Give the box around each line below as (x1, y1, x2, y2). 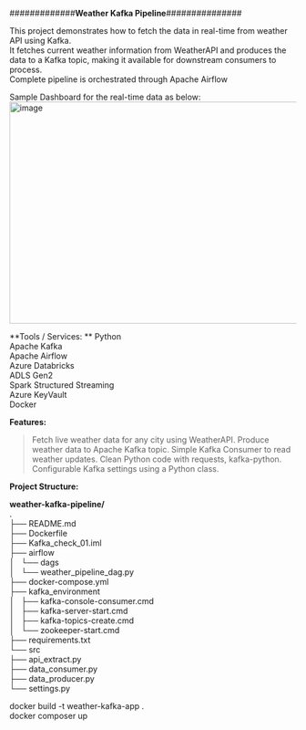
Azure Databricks (9, 360, 75, 370)
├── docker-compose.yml (9, 577, 109, 587)
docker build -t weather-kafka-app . (9, 701, 145, 711)
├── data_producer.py (9, 673, 96, 683)
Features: (9, 417, 47, 427)
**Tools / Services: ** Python (9, 331, 121, 341)
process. (9, 64, 43, 75)
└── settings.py (9, 683, 71, 693)
